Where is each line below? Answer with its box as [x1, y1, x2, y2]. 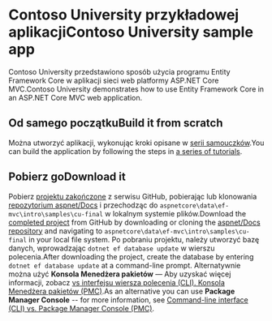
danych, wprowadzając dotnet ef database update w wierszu [8, 243, 215, 253]
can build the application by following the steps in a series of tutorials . [8, 146, 243, 156]
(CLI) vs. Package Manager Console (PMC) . [8, 303, 155, 313]
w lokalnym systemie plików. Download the [105, 208, 246, 218]
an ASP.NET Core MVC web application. [8, 92, 143, 102]
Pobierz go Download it [8, 170, 126, 184]
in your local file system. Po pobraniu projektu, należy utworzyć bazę [28, 234, 260, 244]
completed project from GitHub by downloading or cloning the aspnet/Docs [8, 217, 261, 227]
